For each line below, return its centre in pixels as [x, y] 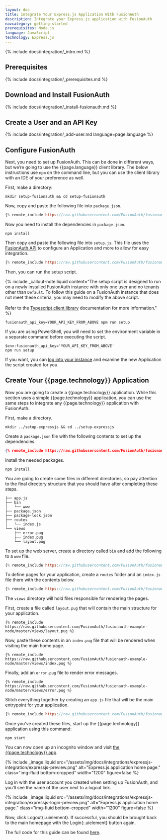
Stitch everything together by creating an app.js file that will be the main [80, 700]
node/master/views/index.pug [35, 664]
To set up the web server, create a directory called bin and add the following [83, 551]
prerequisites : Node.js [30, 28]
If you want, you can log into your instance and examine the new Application [83, 359]
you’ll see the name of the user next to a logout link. [58, 788]
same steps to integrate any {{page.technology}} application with [72, 403]
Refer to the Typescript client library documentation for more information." [81, 308]
